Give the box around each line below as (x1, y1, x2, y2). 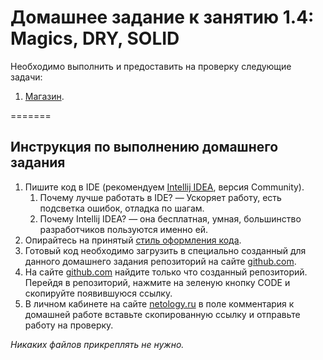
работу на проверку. (24, 319, 114, 331)
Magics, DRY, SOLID (10, 27, 180, 50)
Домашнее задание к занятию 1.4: (10, 6, 315, 29)
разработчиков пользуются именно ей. (39, 223, 209, 235)
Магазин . (24, 90, 65, 102)
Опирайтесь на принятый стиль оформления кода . (24, 234, 242, 246)
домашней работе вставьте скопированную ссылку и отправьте (24, 308, 301, 320)
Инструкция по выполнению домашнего (10, 139, 279, 156)
